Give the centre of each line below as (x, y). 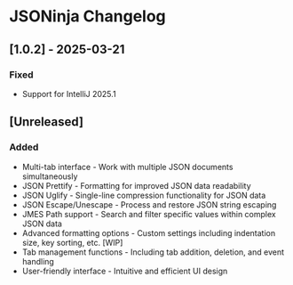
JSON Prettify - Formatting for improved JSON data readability (136, 185)
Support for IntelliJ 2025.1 (69, 94)
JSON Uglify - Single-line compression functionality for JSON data (144, 195)
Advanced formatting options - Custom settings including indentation (149, 232)
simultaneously (50, 176)
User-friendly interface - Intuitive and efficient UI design (125, 271)
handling (38, 261)
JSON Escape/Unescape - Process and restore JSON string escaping (149, 204)
